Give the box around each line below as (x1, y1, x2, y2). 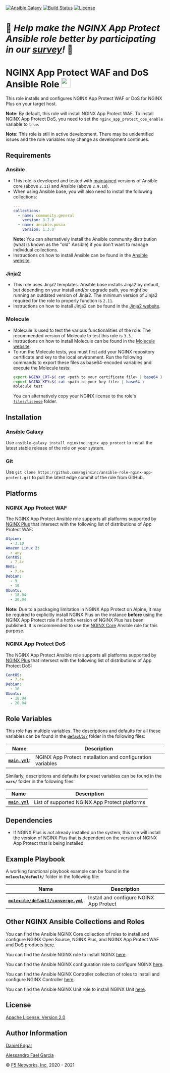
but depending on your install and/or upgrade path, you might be (13, 287, 148, 293)
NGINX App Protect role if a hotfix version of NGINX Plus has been (6, 617, 144, 623)
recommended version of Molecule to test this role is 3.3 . (13, 332, 132, 338)
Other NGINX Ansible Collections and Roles (6, 917, 145, 926)
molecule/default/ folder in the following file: (6, 874, 100, 880)
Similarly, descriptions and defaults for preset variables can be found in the (6, 773, 162, 779)
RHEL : (6, 565, 17, 570)
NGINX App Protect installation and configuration (35, 754, 152, 761)
